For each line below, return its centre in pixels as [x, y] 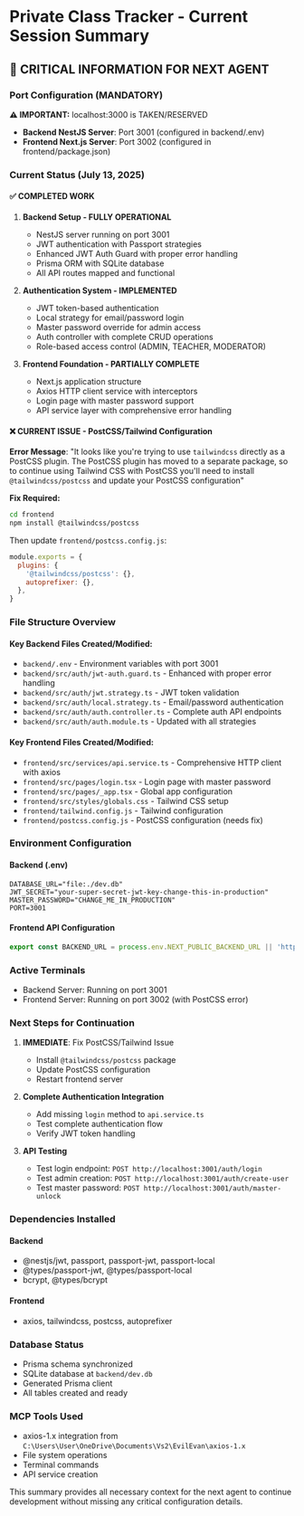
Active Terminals [47, 970]
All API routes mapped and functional [105, 273]
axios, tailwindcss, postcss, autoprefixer [97, 1321]
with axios [42, 772]
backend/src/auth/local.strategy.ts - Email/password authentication [153, 702]
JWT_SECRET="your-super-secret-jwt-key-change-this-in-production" [139, 892]
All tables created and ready [75, 1393]
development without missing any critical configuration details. [126, 1502]
